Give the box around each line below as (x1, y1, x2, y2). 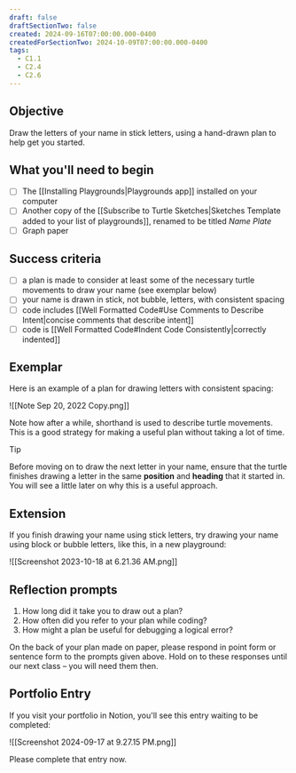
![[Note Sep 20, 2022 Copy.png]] (9, 401, 130, 411)
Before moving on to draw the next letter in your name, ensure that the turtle (9, 461, 288, 472)
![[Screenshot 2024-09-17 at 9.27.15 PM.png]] (9, 737, 177, 747)
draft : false (9, 12, 58, 22)
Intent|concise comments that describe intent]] (21, 315, 194, 325)
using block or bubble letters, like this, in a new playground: (9, 539, 227, 550)
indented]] (21, 334, 60, 345)
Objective (9, 104, 65, 119)
